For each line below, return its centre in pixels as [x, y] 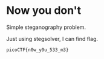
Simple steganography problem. [46, 27]
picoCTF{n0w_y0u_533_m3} [37, 50]
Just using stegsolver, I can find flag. [52, 39]
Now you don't [44, 11]
